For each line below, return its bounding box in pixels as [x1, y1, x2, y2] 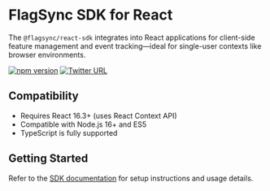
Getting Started [8, 152, 89, 166]
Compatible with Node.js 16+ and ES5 [20, 119, 147, 129]
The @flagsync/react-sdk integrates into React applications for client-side [8, 33, 255, 42]
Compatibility [8, 89, 79, 103]
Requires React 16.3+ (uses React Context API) [20, 111, 177, 120]
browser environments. [8, 50, 86, 59]
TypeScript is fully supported [20, 128, 118, 137]
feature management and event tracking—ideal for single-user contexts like [8, 41, 262, 50]
